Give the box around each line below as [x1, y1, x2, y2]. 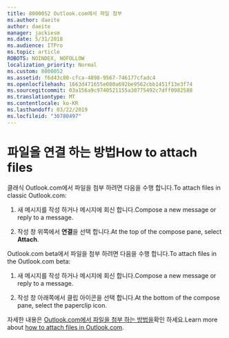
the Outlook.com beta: [7, 257, 71, 266]
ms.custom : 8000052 [7, 68, 63, 74]
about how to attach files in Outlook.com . [7, 323, 124, 331]
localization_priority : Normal [7, 61, 97, 68]
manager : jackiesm [7, 29, 60, 37]
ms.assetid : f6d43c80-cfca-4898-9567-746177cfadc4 [7, 74, 156, 81]
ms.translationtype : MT [7, 94, 76, 101]
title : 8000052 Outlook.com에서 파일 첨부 [7, 10, 123, 17]
